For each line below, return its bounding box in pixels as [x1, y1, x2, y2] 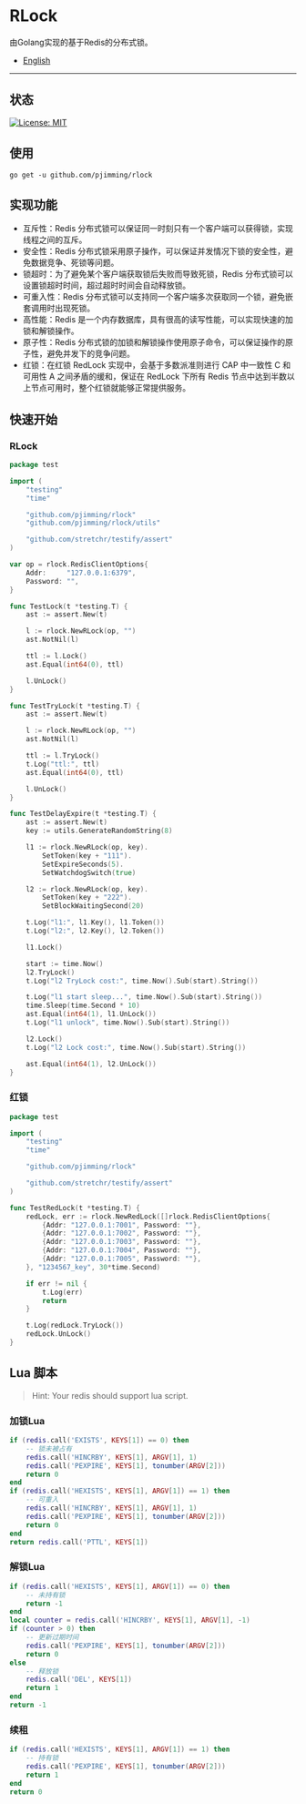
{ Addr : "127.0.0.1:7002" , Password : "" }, [42, 1228, 202, 1238]
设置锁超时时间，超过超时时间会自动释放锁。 [22, 280, 191, 291]
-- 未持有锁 [25, 1590, 66, 1599]
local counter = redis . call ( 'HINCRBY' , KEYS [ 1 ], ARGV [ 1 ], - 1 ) [9, 1615, 250, 1626]
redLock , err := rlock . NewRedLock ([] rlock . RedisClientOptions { [25, 1212, 271, 1221]
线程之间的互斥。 [22, 234, 87, 246]
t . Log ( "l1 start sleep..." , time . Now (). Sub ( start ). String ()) [25, 993, 262, 1002]
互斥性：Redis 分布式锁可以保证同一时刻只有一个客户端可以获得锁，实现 [22, 223, 294, 234]
